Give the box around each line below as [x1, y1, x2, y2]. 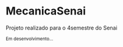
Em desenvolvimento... [5, 36, 54, 42]
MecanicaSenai [5, 4, 86, 18]
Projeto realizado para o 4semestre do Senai [5, 24, 118, 31]
